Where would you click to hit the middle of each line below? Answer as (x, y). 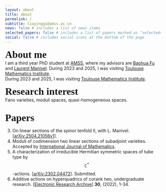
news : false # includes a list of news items (53, 28)
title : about (19, 14)
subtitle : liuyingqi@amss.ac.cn (38, 24)
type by (20, 157)
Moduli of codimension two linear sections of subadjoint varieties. (79, 141)
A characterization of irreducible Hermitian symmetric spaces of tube (83, 151)
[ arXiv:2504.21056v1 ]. (35, 136)
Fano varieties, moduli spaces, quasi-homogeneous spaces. (66, 100)
